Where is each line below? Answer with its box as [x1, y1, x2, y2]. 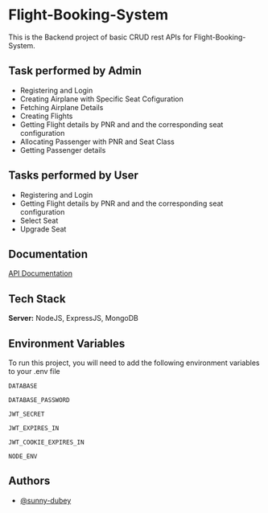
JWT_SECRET [8, 410, 45, 418]
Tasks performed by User [8, 169, 139, 183]
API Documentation [8, 269, 72, 278]
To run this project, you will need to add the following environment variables [8, 358, 260, 367]
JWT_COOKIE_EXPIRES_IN [8, 438, 85, 446]
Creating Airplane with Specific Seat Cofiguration [19, 94, 183, 104]
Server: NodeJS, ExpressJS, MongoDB [8, 314, 138, 323]
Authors [8, 474, 51, 488]
